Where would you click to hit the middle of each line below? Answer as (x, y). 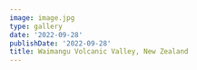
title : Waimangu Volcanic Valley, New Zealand (99, 52)
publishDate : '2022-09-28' (60, 43)
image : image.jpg (42, 18)
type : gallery (36, 26)
